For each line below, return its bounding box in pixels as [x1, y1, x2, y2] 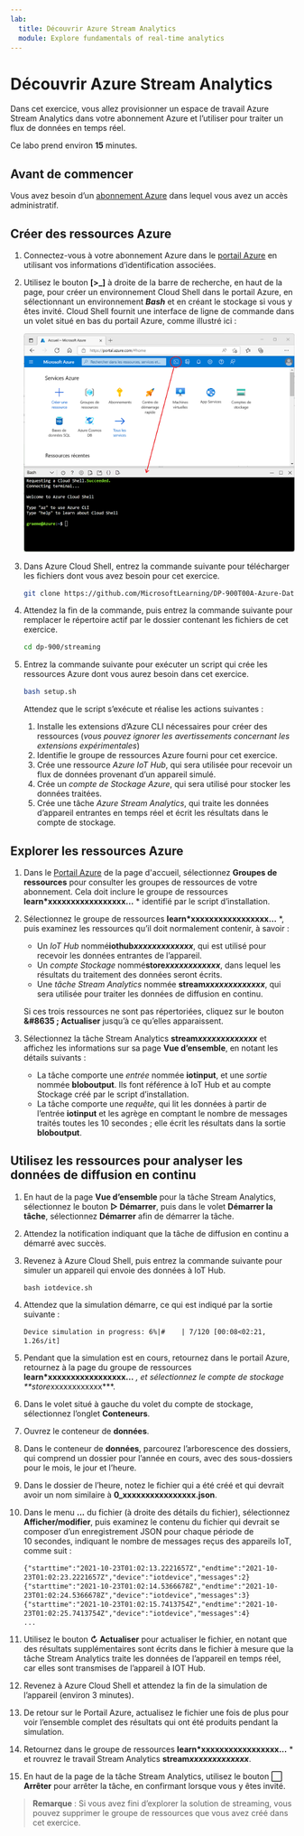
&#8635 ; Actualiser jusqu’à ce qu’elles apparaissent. [23, 1015, 224, 1026]
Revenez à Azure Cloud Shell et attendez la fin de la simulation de [23, 1680, 268, 1691]
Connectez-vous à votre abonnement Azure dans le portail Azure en [23, 249, 278, 261]
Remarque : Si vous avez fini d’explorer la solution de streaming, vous [32, 1797, 292, 1809]
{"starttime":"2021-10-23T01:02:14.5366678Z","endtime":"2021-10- [23, 1581, 279, 1590]
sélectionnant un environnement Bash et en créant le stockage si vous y [23, 296, 292, 307]
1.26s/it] [23, 1336, 61, 1345]
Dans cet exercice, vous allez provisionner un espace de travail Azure [10, 104, 270, 115]
